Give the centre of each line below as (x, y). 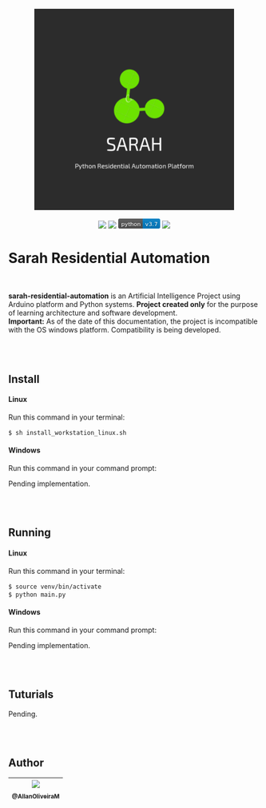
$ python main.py (37, 595)
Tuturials (31, 695)
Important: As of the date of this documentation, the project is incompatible (133, 321)
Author (26, 763)
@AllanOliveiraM (36, 796)
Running (30, 533)
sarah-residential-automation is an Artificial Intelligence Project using (125, 296)
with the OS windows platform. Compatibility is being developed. (115, 330)
